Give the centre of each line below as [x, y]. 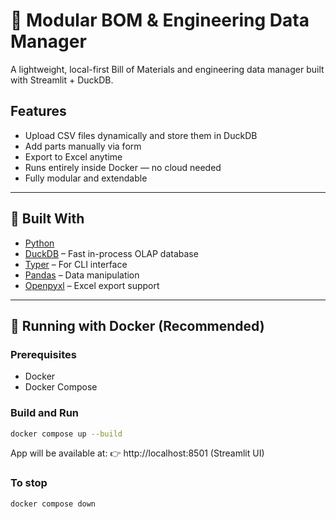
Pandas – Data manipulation [82, 275]
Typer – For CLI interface [76, 264]
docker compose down [53, 504]
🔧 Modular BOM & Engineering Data [160, 20]
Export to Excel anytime [73, 156]
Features [38, 111]
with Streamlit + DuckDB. [62, 80]
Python [39, 243]
